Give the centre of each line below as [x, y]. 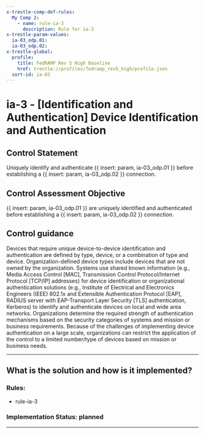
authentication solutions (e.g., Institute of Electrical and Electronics [90, 287]
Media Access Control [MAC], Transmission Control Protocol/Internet [93, 274]
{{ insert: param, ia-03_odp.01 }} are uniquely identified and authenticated [99, 208]
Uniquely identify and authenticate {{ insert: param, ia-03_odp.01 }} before [100, 168]
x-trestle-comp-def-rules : [41, 12]
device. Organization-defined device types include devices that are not [95, 261]
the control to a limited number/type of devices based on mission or [92, 339]
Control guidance [40, 233]
